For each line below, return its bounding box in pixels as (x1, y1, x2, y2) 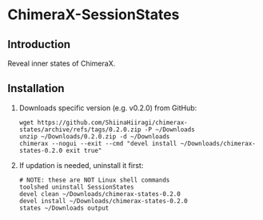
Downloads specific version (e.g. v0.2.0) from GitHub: (18, 102, 197, 113)
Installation (7, 82, 65, 95)
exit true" (66, 146, 102, 154)
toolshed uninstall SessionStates (18, 182, 134, 191)
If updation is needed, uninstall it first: (18, 160, 144, 170)
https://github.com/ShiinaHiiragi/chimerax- (37, 118, 189, 126)
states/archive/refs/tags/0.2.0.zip (18, 126, 141, 134)
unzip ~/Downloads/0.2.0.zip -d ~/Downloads (18, 132, 170, 141)
